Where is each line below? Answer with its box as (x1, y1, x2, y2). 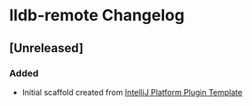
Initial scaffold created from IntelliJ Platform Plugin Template (21, 87, 243, 97)
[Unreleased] (9, 41, 84, 56)
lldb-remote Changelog (9, 5, 185, 26)
